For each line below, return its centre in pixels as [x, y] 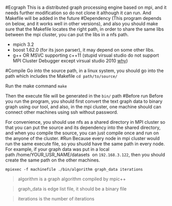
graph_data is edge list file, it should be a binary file [72, 189]
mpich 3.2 [23, 44]
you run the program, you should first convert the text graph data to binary [84, 101]
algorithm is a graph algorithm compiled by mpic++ [72, 179]
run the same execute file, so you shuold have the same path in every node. [85, 144]
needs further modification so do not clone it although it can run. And [78, 13]
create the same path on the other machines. [53, 160]
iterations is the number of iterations [56, 199]
